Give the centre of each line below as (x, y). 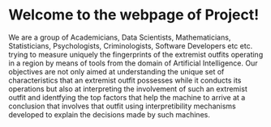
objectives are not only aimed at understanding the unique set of (116, 71)
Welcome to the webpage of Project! (134, 15)
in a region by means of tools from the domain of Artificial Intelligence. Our (133, 63)
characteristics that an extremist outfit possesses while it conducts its (125, 80)
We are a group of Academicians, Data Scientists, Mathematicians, (120, 37)
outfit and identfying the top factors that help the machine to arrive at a (127, 97)
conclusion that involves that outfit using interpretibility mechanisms (123, 106)
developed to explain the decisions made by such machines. (110, 114)
